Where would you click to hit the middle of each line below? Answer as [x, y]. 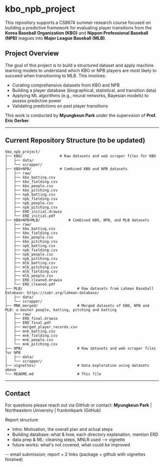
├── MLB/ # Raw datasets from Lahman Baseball [79, 288]
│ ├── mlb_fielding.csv [31, 271]
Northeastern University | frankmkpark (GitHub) [53, 410]
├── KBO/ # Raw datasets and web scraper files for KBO [81, 156]
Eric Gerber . [18, 120]
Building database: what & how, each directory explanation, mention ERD [85, 435]
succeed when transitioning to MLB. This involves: [56, 75]
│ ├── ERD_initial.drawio [34, 212]
